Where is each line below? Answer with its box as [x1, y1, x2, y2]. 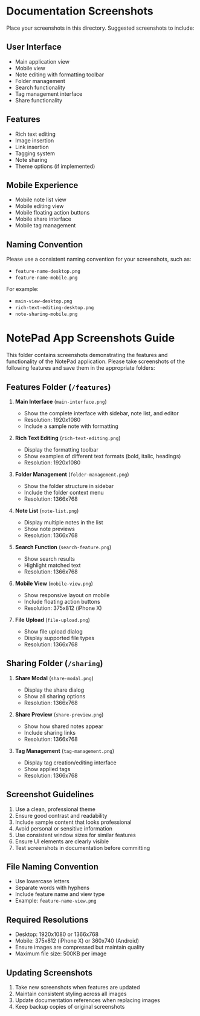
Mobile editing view [15, 202, 64, 210]
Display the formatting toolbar [24, 446, 98, 453]
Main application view [15, 58, 69, 65]
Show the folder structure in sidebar [24, 482, 114, 489]
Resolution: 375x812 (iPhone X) [24, 604, 102, 612]
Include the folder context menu [24, 489, 104, 496]
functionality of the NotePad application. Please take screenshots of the [6, 358, 185, 365]
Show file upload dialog [24, 627, 83, 635]
